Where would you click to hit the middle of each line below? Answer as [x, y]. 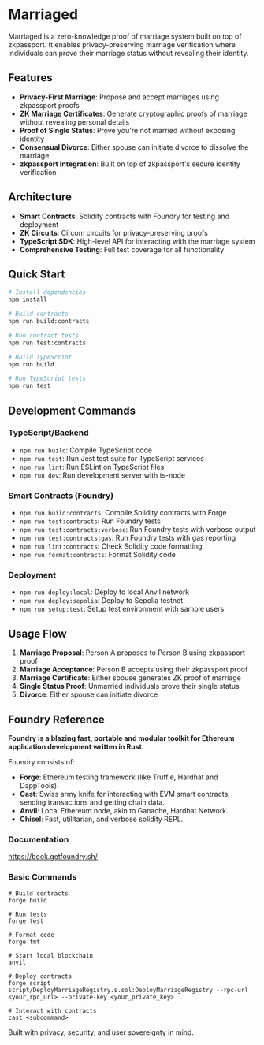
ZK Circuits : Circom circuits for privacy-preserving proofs [114, 232]
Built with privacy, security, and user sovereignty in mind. [101, 1032]
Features [30, 78]
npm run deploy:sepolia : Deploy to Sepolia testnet [101, 601]
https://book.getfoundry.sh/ [53, 857]
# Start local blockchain [50, 955]
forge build [28, 900]
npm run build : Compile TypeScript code [86, 450]
